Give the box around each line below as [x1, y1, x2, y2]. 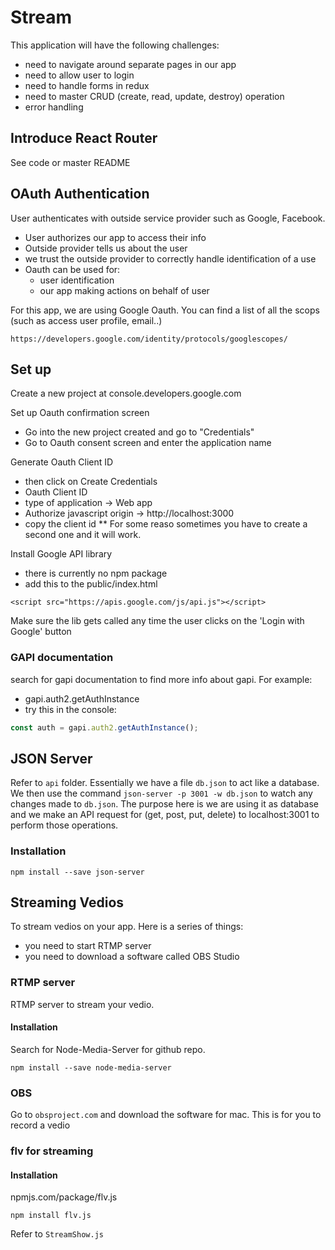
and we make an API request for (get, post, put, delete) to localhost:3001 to [10, 809, 320, 821]
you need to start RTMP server [24, 940, 152, 952]
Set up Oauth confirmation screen [10, 407, 150, 419]
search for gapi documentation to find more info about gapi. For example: [10, 673, 313, 685]
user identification [39, 274, 115, 286]
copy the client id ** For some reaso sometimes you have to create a [24, 518, 308, 530]
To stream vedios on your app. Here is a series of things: [10, 921, 244, 933]
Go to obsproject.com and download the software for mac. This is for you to [10, 1109, 322, 1121]
